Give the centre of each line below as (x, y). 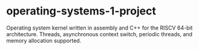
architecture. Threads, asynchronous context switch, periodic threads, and (99, 34)
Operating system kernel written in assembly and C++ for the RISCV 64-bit (99, 28)
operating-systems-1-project (81, 11)
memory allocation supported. (44, 40)
